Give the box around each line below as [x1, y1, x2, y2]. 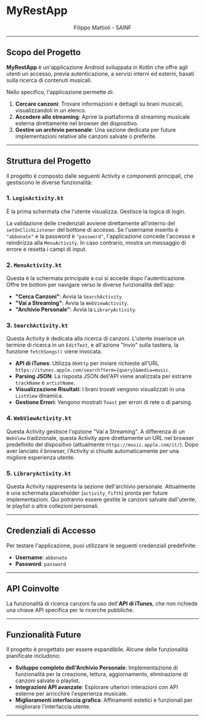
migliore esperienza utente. [6, 453, 75, 461]
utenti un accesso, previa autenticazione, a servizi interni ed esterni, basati [6, 70, 195, 77]
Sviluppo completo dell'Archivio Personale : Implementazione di [15, 664, 178, 671]
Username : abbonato [15, 554, 68, 561]
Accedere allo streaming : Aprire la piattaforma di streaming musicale [15, 113, 190, 120]
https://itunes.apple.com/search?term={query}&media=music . [15, 366, 170, 374]
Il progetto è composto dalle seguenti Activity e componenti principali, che [6, 172, 193, 179]
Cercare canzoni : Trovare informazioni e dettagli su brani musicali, [15, 100, 184, 107]
